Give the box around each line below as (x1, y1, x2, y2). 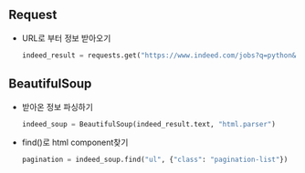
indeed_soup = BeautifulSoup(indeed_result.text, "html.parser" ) (21, 119, 276, 128)
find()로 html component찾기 (21, 137, 129, 148)
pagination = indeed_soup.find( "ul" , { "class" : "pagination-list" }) (21, 155, 289, 165)
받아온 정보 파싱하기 (21, 101, 93, 112)
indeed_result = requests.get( (21, 50, 142, 60)
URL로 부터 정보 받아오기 (21, 32, 111, 44)
